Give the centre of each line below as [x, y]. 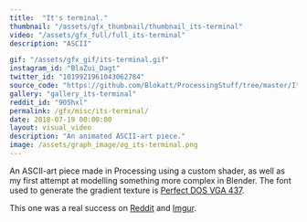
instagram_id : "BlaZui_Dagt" [65, 69]
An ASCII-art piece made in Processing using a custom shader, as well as [148, 171]
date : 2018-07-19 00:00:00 [61, 120]
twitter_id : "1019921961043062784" [77, 77]
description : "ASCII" [51, 43]
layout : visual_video [51, 128]
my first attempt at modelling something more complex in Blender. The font [150, 180]
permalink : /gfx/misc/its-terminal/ [79, 111]
